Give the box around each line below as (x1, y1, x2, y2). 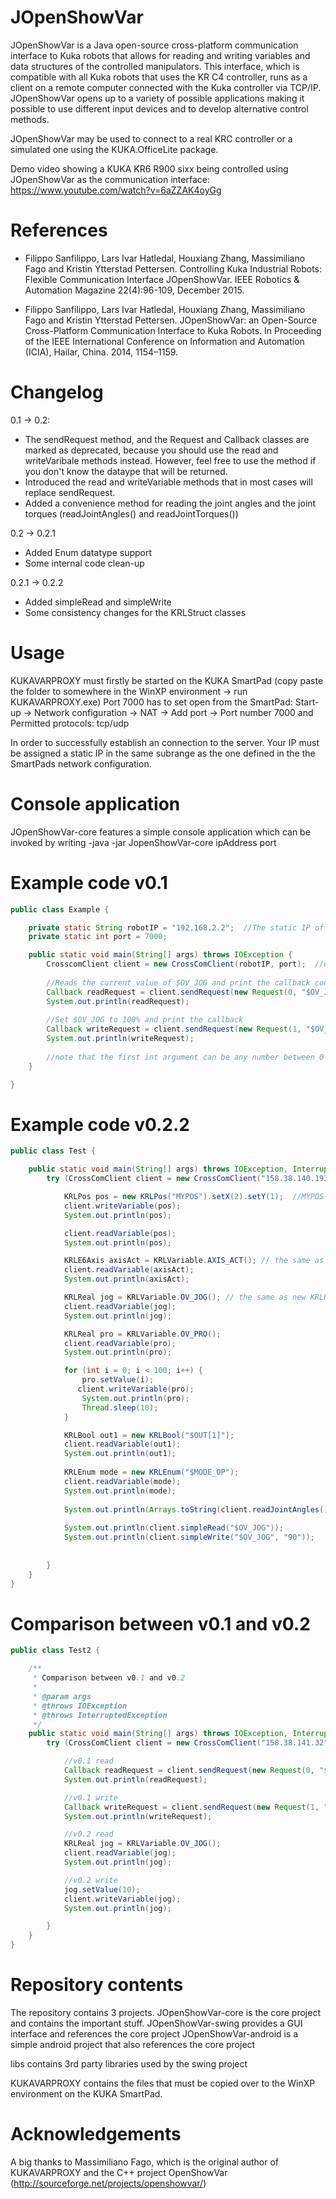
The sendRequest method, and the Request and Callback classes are (24, 433, 310, 445)
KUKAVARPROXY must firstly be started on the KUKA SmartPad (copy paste (10, 674, 324, 686)
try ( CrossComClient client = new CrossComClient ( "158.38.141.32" (46, 1738, 329, 1748)
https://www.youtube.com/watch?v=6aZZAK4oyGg (10, 184, 222, 196)
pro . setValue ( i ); (81, 1375, 155, 1385)
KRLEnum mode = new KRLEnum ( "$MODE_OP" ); (63, 1467, 240, 1478)
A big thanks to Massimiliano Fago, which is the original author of (10, 2156, 279, 2168)
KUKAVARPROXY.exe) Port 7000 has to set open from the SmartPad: (10, 696, 293, 708)
